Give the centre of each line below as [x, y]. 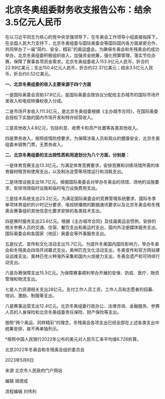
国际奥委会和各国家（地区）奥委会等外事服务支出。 [57, 233]
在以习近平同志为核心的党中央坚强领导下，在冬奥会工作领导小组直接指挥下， [82, 37]
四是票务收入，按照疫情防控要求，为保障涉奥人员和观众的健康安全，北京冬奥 [82, 138]
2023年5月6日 [20, 360]
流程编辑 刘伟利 [21, 391]
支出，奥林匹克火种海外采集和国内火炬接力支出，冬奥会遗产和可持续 [87, 256]
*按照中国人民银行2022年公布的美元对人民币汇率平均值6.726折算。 [73, 339]
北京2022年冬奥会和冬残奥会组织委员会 [45, 349]
